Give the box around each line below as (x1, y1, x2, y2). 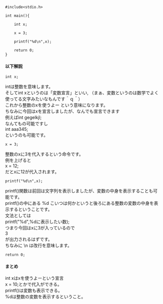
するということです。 (9, 206, 53, 212)
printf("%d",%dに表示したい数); (5, 219, 70, 225)
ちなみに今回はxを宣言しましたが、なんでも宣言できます (5, 109, 120, 114)
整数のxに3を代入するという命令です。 (5, 151, 83, 157)
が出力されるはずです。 (5, 236, 53, 242)
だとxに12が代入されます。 (5, 169, 59, 175)
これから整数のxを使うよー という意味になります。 (5, 102, 108, 108)
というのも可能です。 (5, 132, 48, 138)
